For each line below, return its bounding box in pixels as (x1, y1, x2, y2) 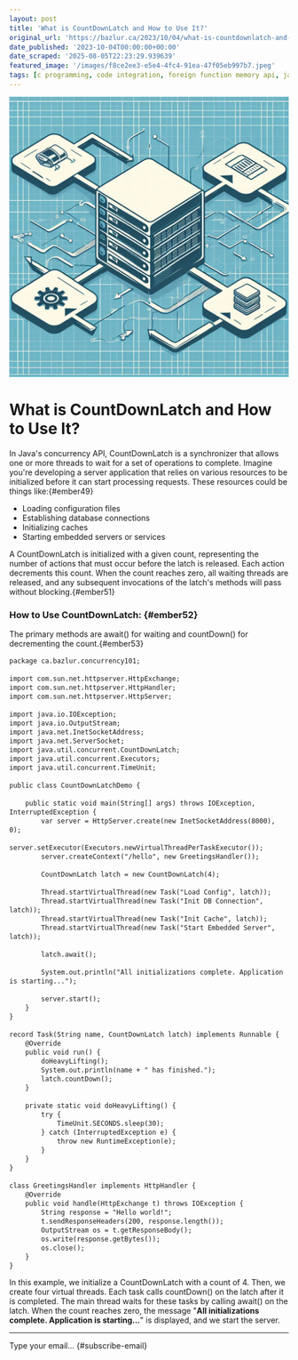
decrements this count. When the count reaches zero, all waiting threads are (9, 567, 289, 578)
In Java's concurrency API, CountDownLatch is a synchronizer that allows (9, 447, 279, 458)
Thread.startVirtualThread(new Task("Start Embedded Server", (41, 923, 276, 933)
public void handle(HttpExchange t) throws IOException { (25, 1199, 244, 1209)
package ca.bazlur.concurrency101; (9, 656, 141, 666)
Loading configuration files (21, 503, 122, 513)
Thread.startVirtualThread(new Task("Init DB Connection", (41, 897, 264, 906)
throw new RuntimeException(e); (56, 1137, 176, 1147)
